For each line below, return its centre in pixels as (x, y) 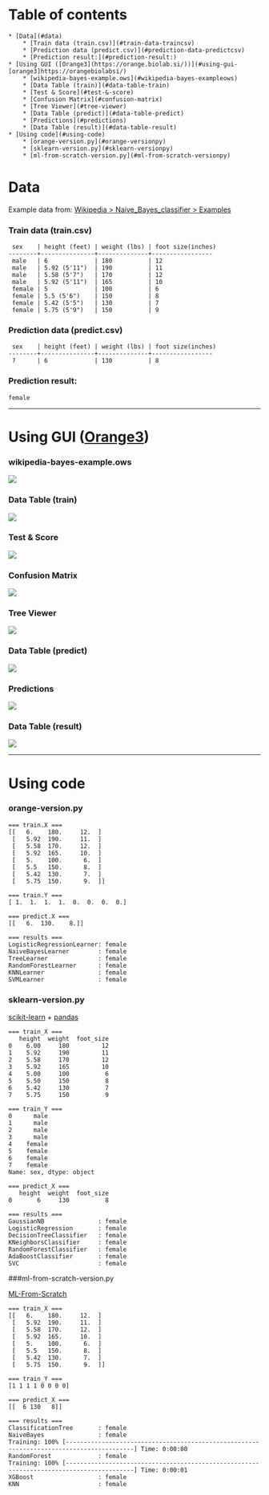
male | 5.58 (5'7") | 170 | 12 (87, 275)
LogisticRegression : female (68, 1229)
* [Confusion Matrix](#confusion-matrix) (92, 99)
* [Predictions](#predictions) (75, 120)
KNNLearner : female (68, 973)
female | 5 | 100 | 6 (85, 289)
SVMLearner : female (68, 979)
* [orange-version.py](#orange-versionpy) (94, 141)
